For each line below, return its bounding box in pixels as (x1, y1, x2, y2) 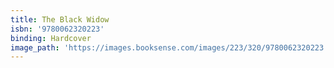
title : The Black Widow (10, 14, 110, 25)
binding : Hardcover (10, 33, 92, 43)
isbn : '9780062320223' (10, 24, 105, 34)
